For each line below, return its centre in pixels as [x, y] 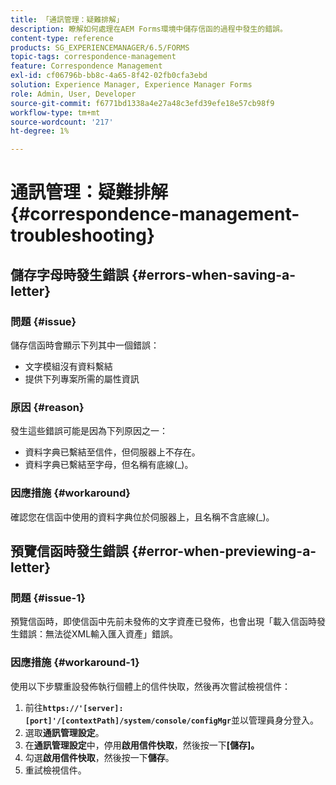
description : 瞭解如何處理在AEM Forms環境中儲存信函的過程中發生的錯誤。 [149, 29]
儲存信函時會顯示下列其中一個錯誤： [85, 345]
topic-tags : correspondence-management [93, 57]
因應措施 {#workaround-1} [75, 663]
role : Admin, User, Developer [73, 94]
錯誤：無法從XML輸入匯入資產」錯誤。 [98, 634]
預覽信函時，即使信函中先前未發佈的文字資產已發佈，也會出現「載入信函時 [163, 622]
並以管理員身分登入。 [275, 720]
